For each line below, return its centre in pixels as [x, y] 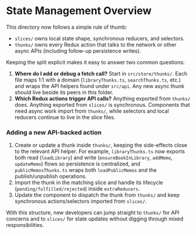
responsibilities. [25, 225]
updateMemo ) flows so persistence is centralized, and [77, 164]
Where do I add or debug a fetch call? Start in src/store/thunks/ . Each [101, 73]
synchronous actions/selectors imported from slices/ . [80, 201]
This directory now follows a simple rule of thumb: [67, 27]
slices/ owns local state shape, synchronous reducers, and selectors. [99, 38]
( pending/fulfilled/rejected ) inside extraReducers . [77, 189]
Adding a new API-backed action [54, 132]
